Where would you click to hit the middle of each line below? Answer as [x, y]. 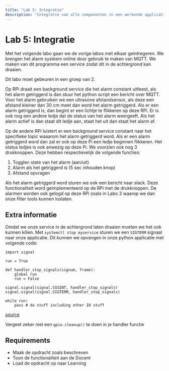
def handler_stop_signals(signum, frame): [50, 270]
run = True [17, 261]
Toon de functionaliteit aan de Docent [52, 358]
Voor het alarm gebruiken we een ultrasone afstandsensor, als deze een [80, 100]
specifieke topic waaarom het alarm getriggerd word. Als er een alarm [78, 136]
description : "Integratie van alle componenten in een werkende [74, 15]
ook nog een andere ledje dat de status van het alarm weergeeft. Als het [80, 116]
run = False [27, 279]
